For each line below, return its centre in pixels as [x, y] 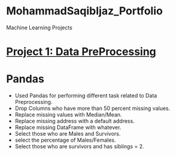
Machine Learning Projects [40, 27]
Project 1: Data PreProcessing [81, 52]
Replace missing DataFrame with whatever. [68, 127]
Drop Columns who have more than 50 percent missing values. [92, 108]
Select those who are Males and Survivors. [68, 134]
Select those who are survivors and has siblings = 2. [80, 146]
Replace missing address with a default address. [75, 121]
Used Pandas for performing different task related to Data [86, 96]
